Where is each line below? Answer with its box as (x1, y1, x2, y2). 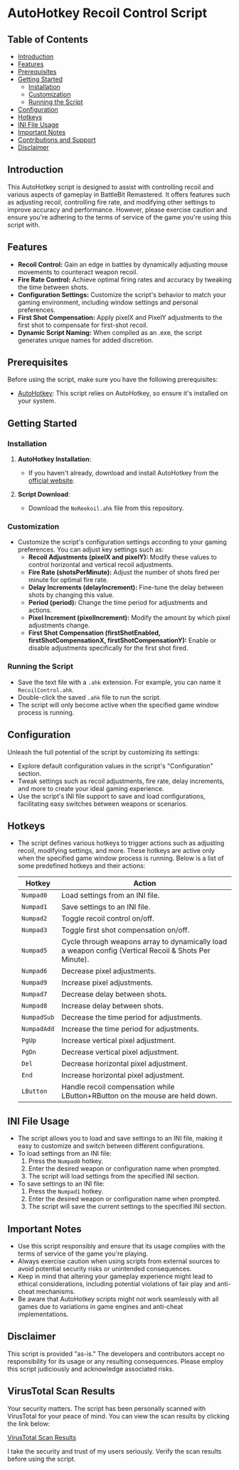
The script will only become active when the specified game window (17, 700, 219, 709)
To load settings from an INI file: (17, 1149, 112, 1158)
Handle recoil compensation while (61, 1082, 175, 1092)
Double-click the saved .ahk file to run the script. (17, 693, 161, 701)
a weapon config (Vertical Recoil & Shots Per (61, 946, 211, 956)
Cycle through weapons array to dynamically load (61, 937, 228, 947)
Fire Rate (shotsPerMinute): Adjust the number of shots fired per (28, 568, 221, 576)
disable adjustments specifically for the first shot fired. (28, 643, 188, 653)
